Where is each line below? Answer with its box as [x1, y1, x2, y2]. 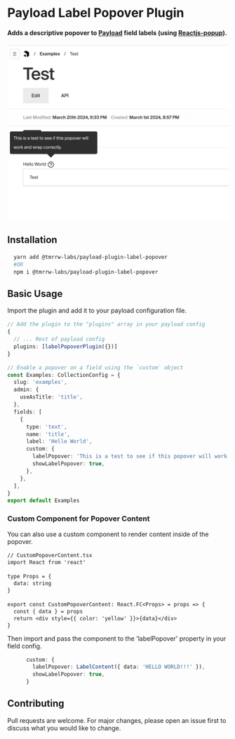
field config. [7, 641, 42, 650]
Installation [7, 234, 58, 246]
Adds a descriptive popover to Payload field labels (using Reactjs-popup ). [7, 28, 227, 36]
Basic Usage [7, 288, 63, 300]
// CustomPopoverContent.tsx [7, 552, 93, 559]
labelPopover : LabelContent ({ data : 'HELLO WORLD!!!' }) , [32, 663, 206, 671]
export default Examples [7, 497, 80, 505]
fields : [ [13, 408, 42, 415]
